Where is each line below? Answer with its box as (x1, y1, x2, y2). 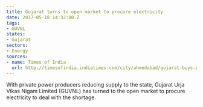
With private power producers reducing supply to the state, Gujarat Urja (6, 81, 185, 88)
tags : (6, 20, 20, 26)
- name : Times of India (6, 59, 66, 65)
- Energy (6, 48, 28, 54)
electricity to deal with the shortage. (6, 94, 97, 101)
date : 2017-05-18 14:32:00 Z (6, 14, 80, 20)
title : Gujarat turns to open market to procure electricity (6, 8, 164, 15)
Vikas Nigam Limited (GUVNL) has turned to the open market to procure (6, 88, 185, 95)
